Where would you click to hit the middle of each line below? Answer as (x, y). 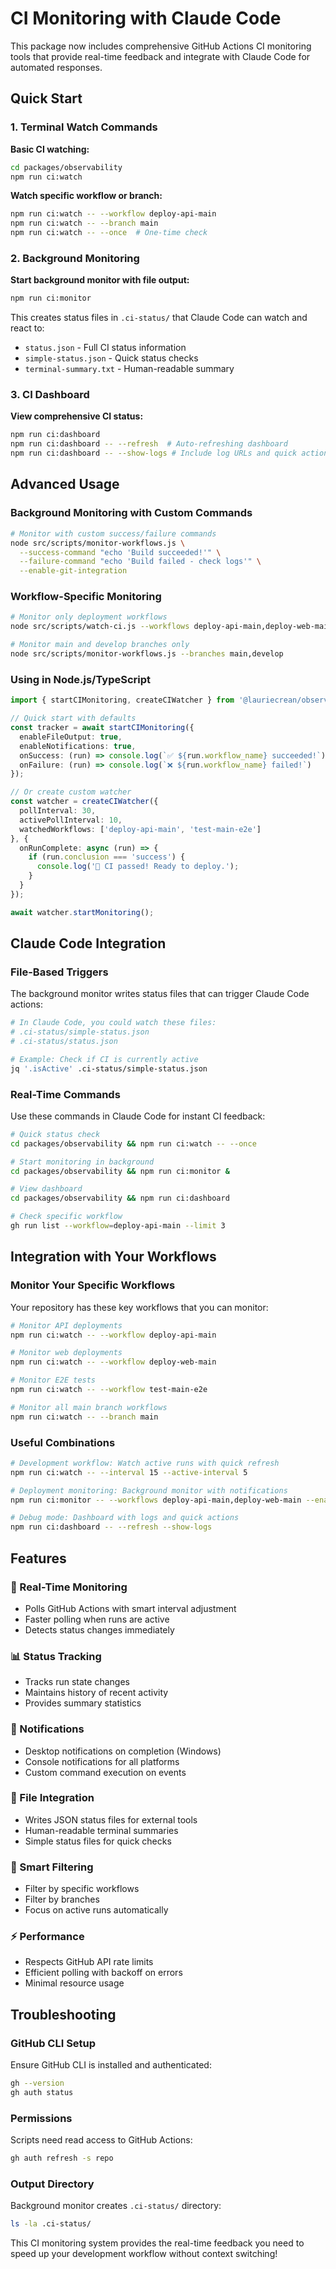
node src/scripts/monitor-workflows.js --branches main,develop (147, 654)
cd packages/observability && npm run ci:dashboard (120, 1198)
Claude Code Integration (88, 943)
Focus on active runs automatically (96, 1910)
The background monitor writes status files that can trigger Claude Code (160, 994)
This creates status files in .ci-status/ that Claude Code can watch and (159, 318)
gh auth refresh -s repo (62, 2158)
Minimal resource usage (74, 1983)
